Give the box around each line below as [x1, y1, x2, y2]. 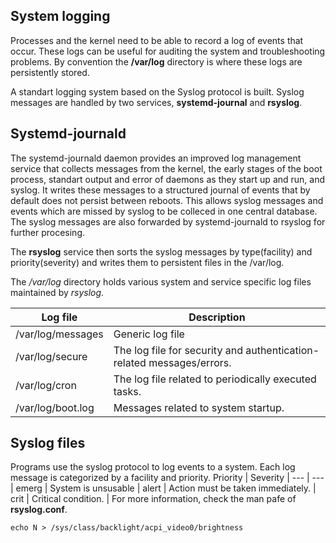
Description [188, 310, 246, 324]
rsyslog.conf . [10, 504, 68, 516]
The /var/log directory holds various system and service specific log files [10, 275, 312, 288]
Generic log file [113, 327, 185, 341]
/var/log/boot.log [15, 400, 95, 414]
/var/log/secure [15, 349, 88, 363]
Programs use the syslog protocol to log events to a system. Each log [10, 461, 296, 473]
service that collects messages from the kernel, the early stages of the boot [10, 162, 323, 174]
